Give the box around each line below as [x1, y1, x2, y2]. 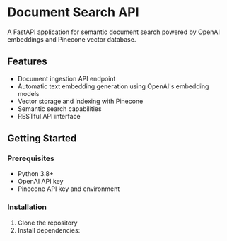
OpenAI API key [17, 177, 64, 186]
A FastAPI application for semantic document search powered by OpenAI [7, 28, 221, 36]
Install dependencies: [17, 225, 81, 234]
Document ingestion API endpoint [17, 74, 116, 83]
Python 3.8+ [17, 170, 54, 178]
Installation [7, 202, 47, 212]
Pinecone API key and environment [17, 184, 120, 193]
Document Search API [7, 4, 139, 20]
